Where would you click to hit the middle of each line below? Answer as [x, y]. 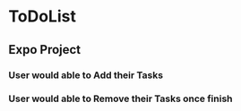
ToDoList [43, 17]
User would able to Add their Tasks [86, 75]
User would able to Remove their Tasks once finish [120, 98]
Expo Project [45, 50]
